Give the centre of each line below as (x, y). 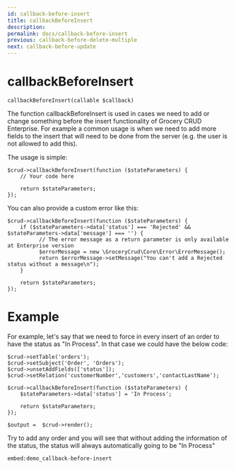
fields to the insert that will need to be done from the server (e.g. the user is (117, 136)
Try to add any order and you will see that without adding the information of (117, 438)
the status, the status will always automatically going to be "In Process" (111, 445)
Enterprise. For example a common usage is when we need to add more (112, 129)
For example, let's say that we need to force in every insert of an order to (113, 336)
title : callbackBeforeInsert (50, 20)
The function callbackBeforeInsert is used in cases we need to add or (108, 113)
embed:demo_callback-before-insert (60, 458)
